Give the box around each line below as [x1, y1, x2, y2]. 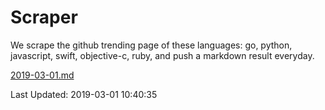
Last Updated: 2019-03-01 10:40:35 [10, 88, 158, 100]
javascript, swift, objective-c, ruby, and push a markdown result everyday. [10, 49, 315, 61]
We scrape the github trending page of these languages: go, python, [10, 39, 293, 51]
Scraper [10, 6, 78, 29]
